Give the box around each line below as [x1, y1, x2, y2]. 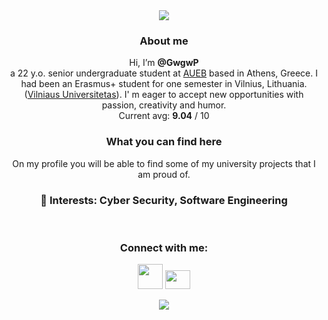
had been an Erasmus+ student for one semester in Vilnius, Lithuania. [20, 78, 308, 90]
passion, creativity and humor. [101, 99, 227, 111]
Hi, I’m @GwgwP [129, 57, 199, 69]
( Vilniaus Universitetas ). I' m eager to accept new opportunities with [24, 89, 304, 101]
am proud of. [137, 168, 191, 180]
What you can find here [105, 135, 223, 149]
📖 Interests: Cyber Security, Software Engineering [40, 193, 288, 207]
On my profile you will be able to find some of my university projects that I [12, 157, 316, 169]
